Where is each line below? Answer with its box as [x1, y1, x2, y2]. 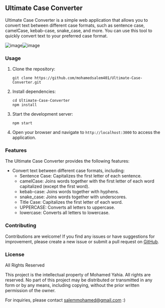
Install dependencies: [12, 88, 56, 94]
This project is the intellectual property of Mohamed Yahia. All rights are [5, 272, 151, 277]
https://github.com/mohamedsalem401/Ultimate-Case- [34, 76, 143, 81]
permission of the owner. [5, 288, 56, 293]
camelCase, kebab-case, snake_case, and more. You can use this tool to [5, 27, 153, 34]
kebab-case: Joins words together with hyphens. [19, 189, 120, 195]
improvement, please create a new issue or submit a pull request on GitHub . [5, 238, 159, 244]
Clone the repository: [12, 66, 56, 72]
